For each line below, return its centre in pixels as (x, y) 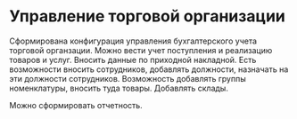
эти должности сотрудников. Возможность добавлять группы (128, 78)
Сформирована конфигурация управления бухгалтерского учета (133, 41)
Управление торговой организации (147, 16)
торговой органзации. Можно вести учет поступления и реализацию (141, 50)
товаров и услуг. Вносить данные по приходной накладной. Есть (133, 59)
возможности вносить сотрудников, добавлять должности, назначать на (149, 69)
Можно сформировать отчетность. (76, 105)
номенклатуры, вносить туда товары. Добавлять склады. (119, 88)
